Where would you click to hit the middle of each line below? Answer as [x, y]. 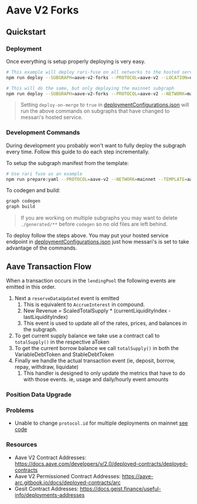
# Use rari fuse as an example [44, 174]
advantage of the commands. [42, 248]
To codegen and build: [33, 190]
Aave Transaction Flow [49, 266]
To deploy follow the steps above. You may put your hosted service [87, 236]
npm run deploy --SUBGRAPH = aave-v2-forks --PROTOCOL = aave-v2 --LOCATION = [98, 78]
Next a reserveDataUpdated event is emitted [67, 298]
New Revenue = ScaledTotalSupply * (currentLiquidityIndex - [97, 310]
